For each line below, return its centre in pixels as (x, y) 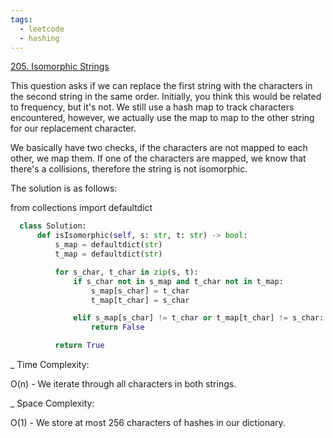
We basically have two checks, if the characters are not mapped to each (159, 148)
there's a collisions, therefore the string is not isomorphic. (129, 169)
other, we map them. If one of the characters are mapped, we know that (158, 158)
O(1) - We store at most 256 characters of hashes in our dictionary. (148, 422)
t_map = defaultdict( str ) (108, 254)
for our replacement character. (73, 128)
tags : (21, 19)
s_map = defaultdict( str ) (108, 245)
